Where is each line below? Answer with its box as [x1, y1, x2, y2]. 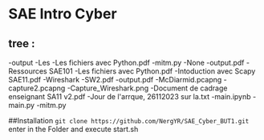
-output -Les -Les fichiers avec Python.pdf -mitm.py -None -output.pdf [8, 58, 245, 67]
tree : [8, 37, 35, 50]
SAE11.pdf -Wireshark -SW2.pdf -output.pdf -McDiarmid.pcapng [8, 75, 222, 84]
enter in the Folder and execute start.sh [8, 125, 139, 134]
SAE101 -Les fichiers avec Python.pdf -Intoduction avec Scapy [48, 66, 256, 76]
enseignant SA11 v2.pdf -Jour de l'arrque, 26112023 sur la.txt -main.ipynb [8, 92, 251, 101]
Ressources [8, 66, 48, 76]
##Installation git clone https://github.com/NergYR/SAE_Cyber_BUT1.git [8, 116, 250, 125]
